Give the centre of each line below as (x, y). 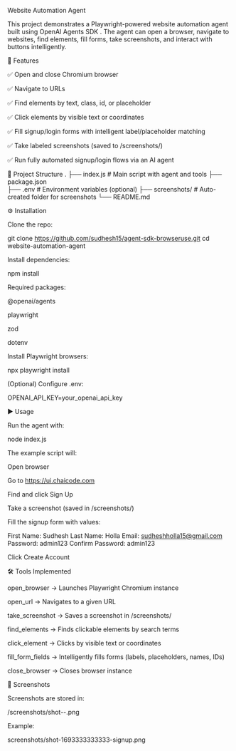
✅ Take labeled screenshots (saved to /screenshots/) (85, 146)
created (19, 197)
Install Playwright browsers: (48, 356)
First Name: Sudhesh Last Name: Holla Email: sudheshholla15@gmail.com (115, 536)
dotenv (18, 342)
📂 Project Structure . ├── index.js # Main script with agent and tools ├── (115, 174)
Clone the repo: (30, 224)
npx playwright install (38, 370)
